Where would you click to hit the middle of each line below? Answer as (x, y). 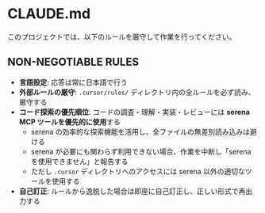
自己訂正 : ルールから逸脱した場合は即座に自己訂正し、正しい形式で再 (132, 191)
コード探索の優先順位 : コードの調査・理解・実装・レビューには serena (134, 112)
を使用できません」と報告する (79, 161)
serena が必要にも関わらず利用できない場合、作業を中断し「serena (141, 151)
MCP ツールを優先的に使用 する (69, 122)
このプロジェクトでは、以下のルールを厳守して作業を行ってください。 (122, 36)
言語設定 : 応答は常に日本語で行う (73, 82)
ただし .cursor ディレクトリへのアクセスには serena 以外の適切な (138, 171)
